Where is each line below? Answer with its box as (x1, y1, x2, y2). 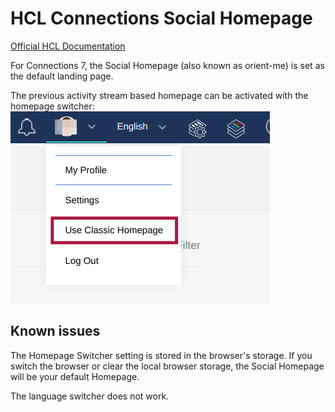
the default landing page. (10, 70, 114, 82)
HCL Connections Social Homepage (10, 7, 313, 30)
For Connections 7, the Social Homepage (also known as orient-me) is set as (10, 59, 325, 71)
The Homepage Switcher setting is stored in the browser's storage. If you (10, 349, 313, 361)
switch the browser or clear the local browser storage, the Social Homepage (10, 360, 325, 372)
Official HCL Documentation (10, 40, 126, 52)
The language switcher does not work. (10, 390, 170, 402)
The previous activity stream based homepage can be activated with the (10, 89, 309, 101)
